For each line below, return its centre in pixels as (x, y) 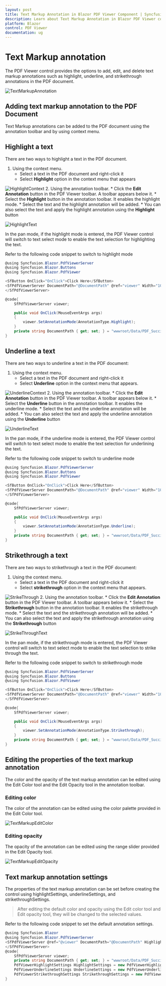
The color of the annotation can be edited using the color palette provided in (83, 808)
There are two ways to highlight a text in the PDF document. (66, 159)
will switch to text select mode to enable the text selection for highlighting (80, 239)
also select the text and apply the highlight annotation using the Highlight (80, 209)
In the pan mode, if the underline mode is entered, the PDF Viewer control (80, 438)
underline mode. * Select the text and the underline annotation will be (76, 408)
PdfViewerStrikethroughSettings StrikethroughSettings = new (78, 975)
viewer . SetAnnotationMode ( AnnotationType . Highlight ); (79, 322)
